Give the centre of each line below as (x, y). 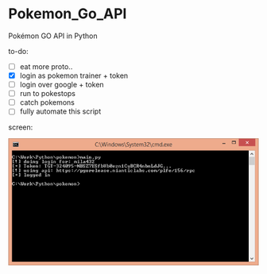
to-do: (19, 51)
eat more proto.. (46, 66)
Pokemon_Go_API (68, 14)
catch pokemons (47, 102)
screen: (21, 127)
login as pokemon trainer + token (74, 75)
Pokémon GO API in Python (53, 36)
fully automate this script (60, 111)
